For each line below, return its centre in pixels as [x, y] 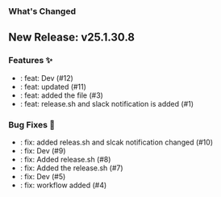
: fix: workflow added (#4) [63, 185]
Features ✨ [31, 61]
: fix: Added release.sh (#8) [65, 159]
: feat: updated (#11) [53, 86]
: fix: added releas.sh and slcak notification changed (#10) [117, 142]
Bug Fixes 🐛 [31, 124]
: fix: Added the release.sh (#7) [71, 168]
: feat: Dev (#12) [47, 78]
